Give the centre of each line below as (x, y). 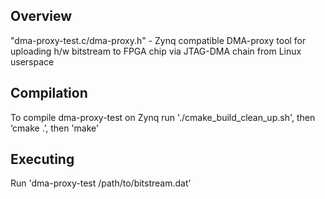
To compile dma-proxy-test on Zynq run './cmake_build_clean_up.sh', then (163, 117)
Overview (41, 16)
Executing (42, 159)
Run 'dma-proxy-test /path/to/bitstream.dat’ (101, 183)
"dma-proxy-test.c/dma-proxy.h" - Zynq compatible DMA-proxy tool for (158, 40)
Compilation (49, 93)
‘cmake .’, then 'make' (55, 128)
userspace (32, 61)
